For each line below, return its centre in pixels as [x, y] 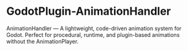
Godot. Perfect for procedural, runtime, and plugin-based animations [93, 34]
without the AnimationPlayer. [43, 41]
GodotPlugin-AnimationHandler [89, 11]
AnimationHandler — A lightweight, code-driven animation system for [94, 28]
